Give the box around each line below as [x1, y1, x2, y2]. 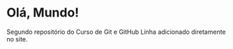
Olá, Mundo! [6, 5, 80, 21]
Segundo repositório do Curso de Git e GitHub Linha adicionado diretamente [6, 28, 226, 36]
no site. [6, 35, 29, 43]
